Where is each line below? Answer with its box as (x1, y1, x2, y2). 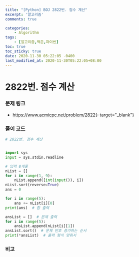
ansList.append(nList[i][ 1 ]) (14, 224, 75, 229)
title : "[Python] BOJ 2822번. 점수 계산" (5, 7, 87, 12)
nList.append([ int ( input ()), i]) (14, 178, 84, 183)
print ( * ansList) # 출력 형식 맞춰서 (5, 233, 76, 238)
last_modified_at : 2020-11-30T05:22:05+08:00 (5, 58, 101, 63)
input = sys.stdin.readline (5, 155, 64, 160)
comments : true (5, 16, 37, 21)
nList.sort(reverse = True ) (5, 183, 59, 188)
